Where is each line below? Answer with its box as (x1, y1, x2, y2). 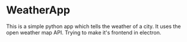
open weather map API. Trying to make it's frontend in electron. (6, 29, 161, 36)
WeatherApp (6, 3, 70, 17)
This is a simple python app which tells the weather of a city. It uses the (6, 23, 181, 30)
